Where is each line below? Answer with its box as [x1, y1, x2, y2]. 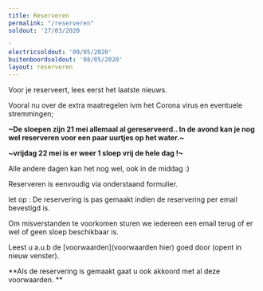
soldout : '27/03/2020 [8, 26, 80, 34]
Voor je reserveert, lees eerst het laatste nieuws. [8, 85, 167, 94]
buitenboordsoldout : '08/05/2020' [8, 56, 124, 64]
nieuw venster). [8, 250, 60, 260]
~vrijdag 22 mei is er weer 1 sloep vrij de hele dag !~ [8, 148, 183, 158]
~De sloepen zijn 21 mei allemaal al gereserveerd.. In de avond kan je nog [8, 124, 255, 134]
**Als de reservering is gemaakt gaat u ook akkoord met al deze [8, 266, 221, 276]
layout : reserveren [8, 63, 73, 72]
